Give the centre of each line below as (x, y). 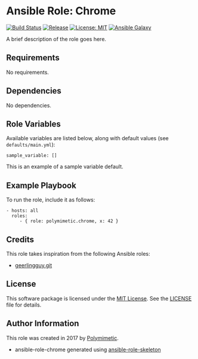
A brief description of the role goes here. (56, 39)
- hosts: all (22, 211)
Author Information (43, 324)
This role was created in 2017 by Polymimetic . (63, 338)
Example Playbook (41, 185)
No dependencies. (29, 105)
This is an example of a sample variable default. (65, 167)
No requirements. (28, 72)
